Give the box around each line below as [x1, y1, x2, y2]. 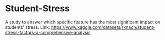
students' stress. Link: [5, 24, 51, 30]
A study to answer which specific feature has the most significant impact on [5, 19, 161, 25]
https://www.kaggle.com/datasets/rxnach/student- [51, 24, 155, 30]
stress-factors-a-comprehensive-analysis [5, 29, 91, 35]
